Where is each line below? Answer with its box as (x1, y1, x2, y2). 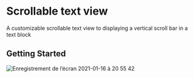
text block (6, 30, 32, 38)
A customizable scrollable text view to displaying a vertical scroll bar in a (6, 24, 189, 32)
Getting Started (6, 49, 66, 59)
